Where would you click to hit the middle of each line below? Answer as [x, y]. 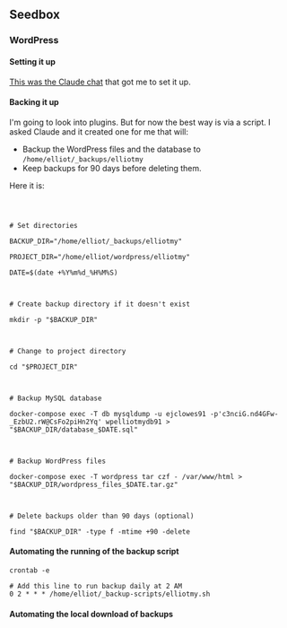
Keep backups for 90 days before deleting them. [112, 168]
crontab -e [30, 570]
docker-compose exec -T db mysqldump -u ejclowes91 [108, 414]
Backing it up [35, 102]
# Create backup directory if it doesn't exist [100, 304]
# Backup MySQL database [56, 398]
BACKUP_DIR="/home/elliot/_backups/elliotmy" [96, 241]
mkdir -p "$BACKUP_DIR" [54, 319]
